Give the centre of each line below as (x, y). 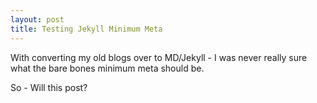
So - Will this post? (49, 87)
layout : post (37, 19)
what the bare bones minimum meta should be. (107, 68)
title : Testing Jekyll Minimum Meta (86, 29)
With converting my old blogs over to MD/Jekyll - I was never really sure (159, 57)
